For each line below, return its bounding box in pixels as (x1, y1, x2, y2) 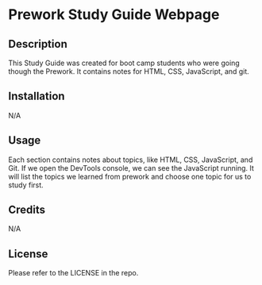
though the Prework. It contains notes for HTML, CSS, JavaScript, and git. (8, 67, 250, 76)
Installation (8, 90, 65, 103)
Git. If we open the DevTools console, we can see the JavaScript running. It (8, 163, 254, 172)
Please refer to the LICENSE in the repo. (8, 268, 139, 278)
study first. (8, 180, 44, 190)
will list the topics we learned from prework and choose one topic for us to (8, 171, 252, 181)
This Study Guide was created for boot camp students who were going (8, 58, 240, 67)
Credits (8, 203, 46, 217)
